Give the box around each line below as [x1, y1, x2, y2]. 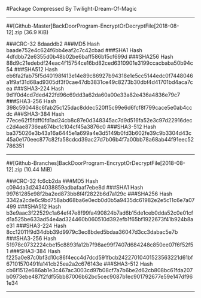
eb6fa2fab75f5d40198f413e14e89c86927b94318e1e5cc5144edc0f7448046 [6, 72, 193, 79]
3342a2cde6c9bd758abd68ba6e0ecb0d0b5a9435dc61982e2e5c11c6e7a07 [6, 197, 195, 203]
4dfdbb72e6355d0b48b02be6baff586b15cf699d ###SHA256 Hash [6, 53, 173, 60]
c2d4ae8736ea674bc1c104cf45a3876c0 [6, 123, 106, 130]
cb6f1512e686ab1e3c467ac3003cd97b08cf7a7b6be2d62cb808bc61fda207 [6, 267, 193, 273]
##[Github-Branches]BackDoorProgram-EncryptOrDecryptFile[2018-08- [6, 159, 185, 167]
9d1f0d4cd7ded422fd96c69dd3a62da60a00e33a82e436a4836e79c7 [6, 91, 181, 98]
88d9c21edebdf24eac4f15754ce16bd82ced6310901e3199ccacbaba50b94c [6, 59, 193, 67]
